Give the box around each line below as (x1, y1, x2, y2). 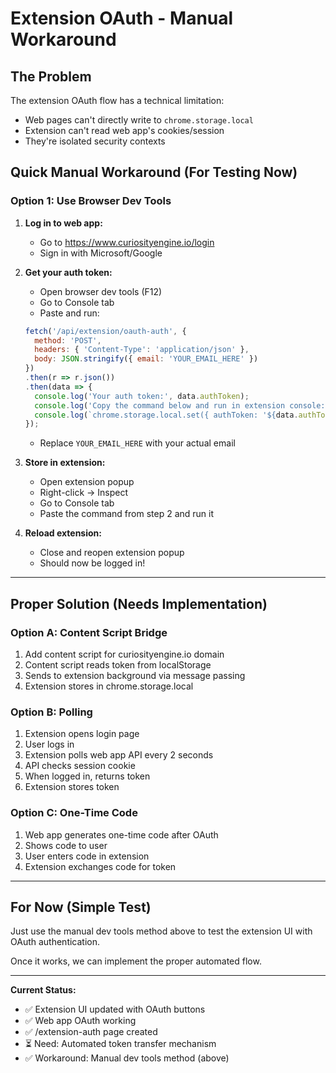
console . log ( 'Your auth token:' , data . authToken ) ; (34, 391, 250, 401)
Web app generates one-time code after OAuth (24, 828, 219, 841)
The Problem (10, 68, 92, 85)
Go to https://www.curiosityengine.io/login (39, 236, 215, 248)
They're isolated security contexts (24, 135, 166, 147)
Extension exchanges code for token (24, 860, 177, 872)
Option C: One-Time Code (10, 806, 138, 820)
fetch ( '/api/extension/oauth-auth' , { (24, 326, 187, 336)
